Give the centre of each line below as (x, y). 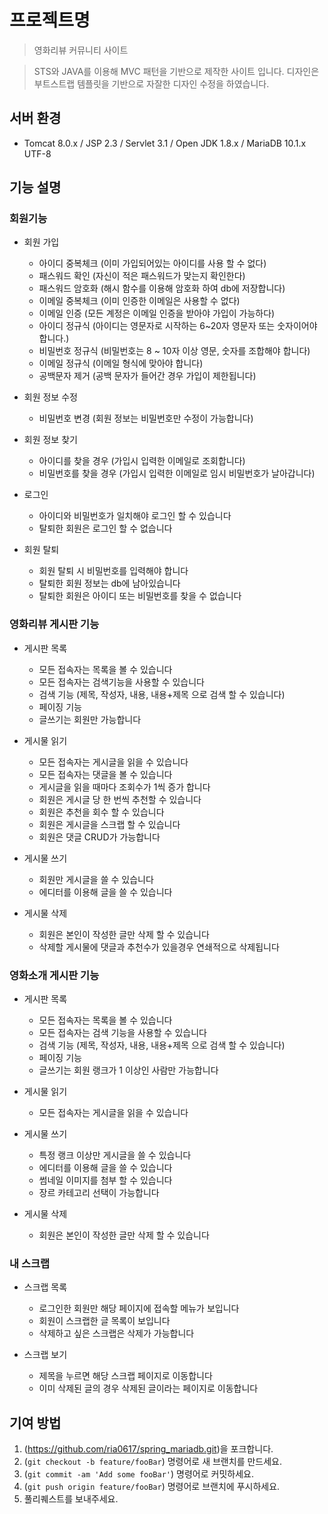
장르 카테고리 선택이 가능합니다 (99, 1193)
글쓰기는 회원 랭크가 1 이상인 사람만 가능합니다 (128, 1070)
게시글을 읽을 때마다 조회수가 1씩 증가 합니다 (124, 787)
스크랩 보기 (45, 1355)
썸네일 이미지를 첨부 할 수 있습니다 (105, 1180)
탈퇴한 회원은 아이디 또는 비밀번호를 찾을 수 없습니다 (140, 596)
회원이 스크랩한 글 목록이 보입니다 (104, 1321)
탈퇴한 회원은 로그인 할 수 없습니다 (105, 528)
